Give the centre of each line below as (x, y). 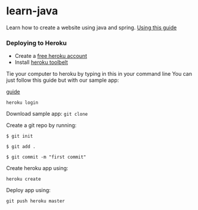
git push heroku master (36, 201)
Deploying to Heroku (37, 43)
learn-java (32, 11)
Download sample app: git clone (47, 114)
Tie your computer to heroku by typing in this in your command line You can (99, 74)
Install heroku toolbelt (41, 62)
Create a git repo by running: (41, 125)
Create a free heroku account (51, 56)
